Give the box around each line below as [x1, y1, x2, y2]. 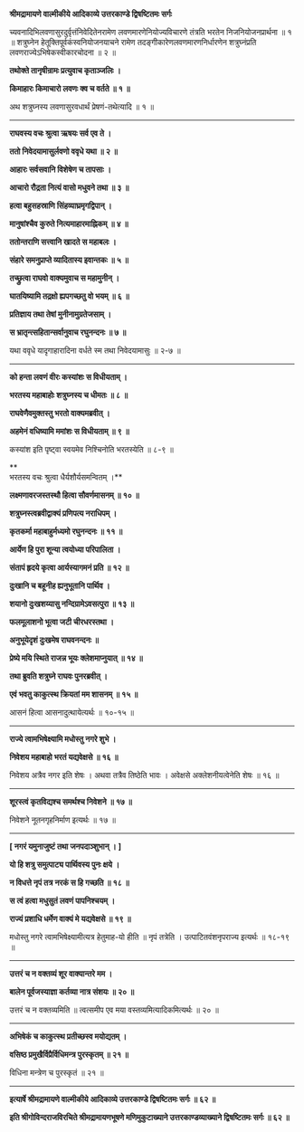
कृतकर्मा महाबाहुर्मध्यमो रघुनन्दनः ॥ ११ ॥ [9, 526, 123, 537]
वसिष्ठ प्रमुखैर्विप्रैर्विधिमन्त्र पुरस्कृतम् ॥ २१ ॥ [9, 1050, 129, 1060]
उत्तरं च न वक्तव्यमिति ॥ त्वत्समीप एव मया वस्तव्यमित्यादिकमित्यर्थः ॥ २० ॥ [9, 1004, 219, 1015]
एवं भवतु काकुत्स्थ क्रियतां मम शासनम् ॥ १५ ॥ [9, 689, 138, 699]
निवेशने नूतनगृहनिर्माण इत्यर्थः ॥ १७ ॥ [9, 814, 116, 825]
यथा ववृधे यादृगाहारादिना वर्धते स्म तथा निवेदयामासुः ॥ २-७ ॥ [9, 345, 181, 356]
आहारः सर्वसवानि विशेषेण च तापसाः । [9, 164, 111, 175]
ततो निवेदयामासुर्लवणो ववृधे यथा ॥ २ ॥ [9, 146, 118, 157]
